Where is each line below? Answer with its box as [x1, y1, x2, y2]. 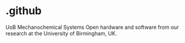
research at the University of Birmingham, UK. [5, 29, 117, 37]
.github [5, 4, 42, 18]
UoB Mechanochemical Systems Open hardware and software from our [5, 24, 179, 31]
